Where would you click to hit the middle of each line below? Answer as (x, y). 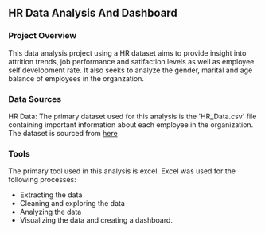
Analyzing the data (51, 212)
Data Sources (35, 99)
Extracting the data (51, 195)
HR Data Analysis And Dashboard (93, 13)
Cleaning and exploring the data (72, 204)
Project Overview (43, 36)
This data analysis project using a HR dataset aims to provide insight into (127, 53)
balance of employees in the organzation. (76, 78)
